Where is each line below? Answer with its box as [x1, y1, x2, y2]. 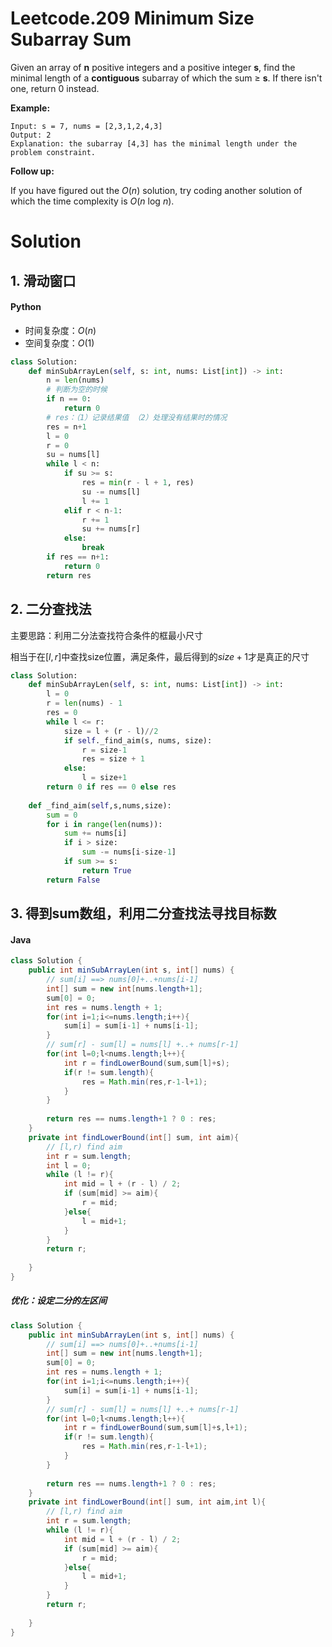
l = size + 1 [81, 773, 128, 783]
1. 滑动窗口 [10, 272, 77, 289]
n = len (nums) [46, 375, 105, 386]
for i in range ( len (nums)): [46, 819, 163, 829]
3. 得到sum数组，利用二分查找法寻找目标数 [10, 905, 277, 922]
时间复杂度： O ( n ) [24, 324, 97, 336]
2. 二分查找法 [10, 601, 92, 618]
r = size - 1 [81, 745, 128, 755]
